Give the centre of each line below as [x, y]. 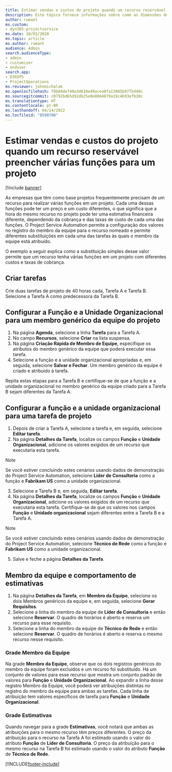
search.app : [18, 72]
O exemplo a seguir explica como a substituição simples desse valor [77, 251]
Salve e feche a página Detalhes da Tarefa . [59, 559]
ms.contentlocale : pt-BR [32, 106]
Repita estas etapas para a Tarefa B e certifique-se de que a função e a [81, 381]
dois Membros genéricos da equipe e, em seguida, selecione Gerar [84, 601]
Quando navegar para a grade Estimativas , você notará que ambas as [80, 727]
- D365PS [15, 77]
